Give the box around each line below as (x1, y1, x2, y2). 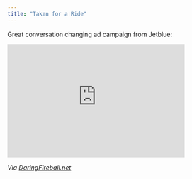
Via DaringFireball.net (7, 163, 72, 171)
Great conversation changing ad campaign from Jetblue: (7, 30, 173, 38)
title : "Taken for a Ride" (7, 10, 87, 18)
